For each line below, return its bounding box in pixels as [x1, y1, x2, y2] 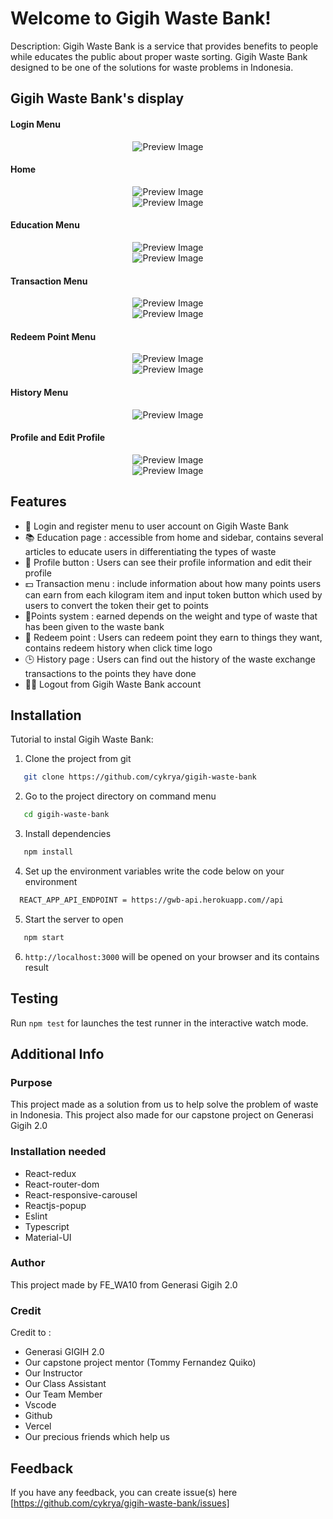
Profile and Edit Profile [10, 432, 106, 444]
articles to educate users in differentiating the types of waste [24, 545, 277, 557]
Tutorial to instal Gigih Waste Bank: [10, 733, 154, 746]
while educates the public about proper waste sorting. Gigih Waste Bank [10, 50, 308, 62]
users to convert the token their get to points [24, 599, 209, 611]
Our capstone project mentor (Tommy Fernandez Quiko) [24, 1357, 257, 1369]
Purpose [10, 1075, 53, 1089]
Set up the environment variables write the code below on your [24, 865, 285, 877]
